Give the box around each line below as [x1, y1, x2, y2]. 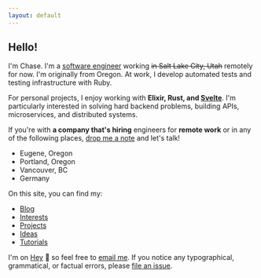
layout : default [8, 11, 61, 20]
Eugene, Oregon [19, 148, 73, 158]
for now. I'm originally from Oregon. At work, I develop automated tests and [8, 70, 252, 79]
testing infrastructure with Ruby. [8, 78, 112, 87]
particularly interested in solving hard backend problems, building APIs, [8, 101, 240, 111]
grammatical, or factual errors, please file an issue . [8, 261, 173, 271]
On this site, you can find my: [8, 189, 103, 199]
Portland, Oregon [19, 157, 76, 166]
